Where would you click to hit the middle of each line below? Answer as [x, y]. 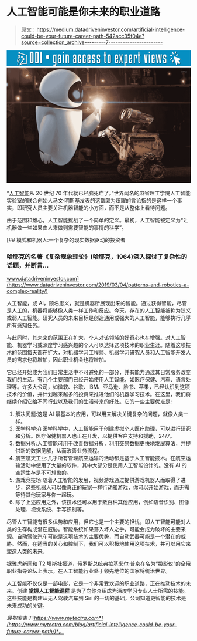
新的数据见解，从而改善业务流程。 [61, 451]
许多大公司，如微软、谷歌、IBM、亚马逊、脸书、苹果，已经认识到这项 [106, 387]
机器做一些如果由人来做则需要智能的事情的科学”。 [67, 228]
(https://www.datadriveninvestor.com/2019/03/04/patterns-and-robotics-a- [98, 285]
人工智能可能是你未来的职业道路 [84, 12]
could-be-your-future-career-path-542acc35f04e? [83, 36]
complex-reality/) [27, 291]
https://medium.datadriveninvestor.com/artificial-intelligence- [111, 29]
